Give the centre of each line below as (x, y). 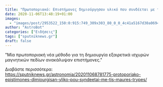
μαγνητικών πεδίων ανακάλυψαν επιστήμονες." (54, 60)
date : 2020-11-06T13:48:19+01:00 (39, 14)
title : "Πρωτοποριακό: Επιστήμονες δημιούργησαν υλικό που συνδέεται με (80, 9)
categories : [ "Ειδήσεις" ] (31, 32)
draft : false (18, 41)
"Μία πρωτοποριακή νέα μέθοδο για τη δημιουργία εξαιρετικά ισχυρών (77, 55)
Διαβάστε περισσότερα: (29, 69)
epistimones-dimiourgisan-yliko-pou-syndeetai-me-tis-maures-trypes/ (76, 79)
